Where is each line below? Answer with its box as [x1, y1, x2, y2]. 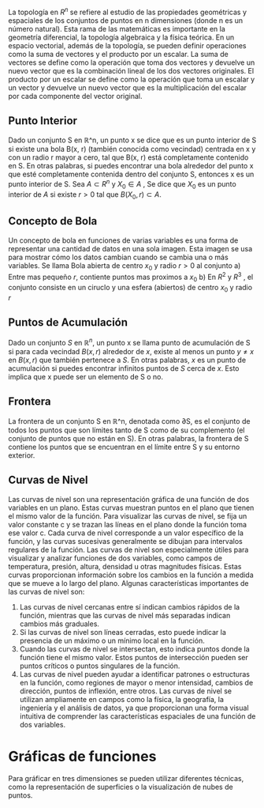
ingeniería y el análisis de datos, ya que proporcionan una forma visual [19, 703, 250, 712]
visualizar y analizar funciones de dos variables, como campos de [8, 553, 223, 563]
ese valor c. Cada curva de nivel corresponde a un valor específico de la [8, 528, 244, 538]
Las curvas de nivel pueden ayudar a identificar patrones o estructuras [19, 669, 251, 678]
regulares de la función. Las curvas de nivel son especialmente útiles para [8, 545, 249, 554]
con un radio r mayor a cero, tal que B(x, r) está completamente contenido [8, 153, 249, 162]
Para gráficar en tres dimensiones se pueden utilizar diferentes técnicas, [8, 773, 244, 783]
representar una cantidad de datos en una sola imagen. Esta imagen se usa [8, 244, 253, 253]
